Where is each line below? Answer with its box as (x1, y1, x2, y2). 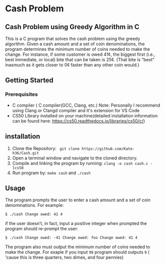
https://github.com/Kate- (81, 146, 135, 151)
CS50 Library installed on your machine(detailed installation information (12, 113, 158, 118)
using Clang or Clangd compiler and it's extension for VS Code (12, 107, 140, 114)
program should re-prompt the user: (5, 226, 79, 232)
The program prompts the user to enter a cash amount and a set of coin (5, 197, 151, 203)
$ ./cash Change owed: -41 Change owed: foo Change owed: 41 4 (5, 235, 138, 240)
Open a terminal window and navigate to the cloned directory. (12, 155, 138, 161)
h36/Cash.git (12, 151, 39, 155)
